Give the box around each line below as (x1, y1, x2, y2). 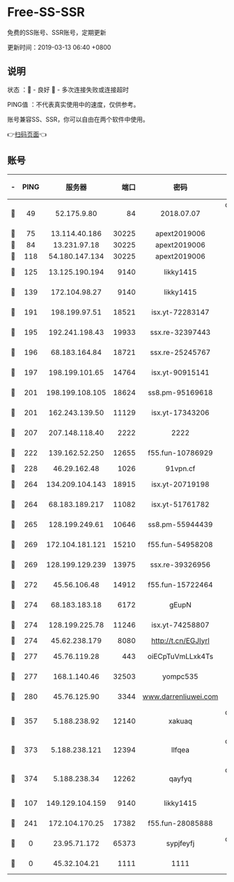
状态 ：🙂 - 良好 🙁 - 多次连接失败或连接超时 (7, 85, 129, 94)
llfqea (171, 745, 190, 755)
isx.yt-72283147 (150, 307, 210, 317)
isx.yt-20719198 (150, 479, 210, 489)
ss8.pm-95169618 (148, 387, 213, 397)
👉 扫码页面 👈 (7, 130, 47, 138)
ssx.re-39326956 (150, 560, 211, 570)
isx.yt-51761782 (150, 499, 210, 509)
